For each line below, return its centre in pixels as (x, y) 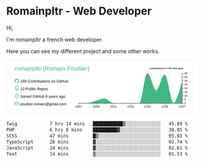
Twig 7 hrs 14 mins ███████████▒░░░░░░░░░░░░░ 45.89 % (97, 124)
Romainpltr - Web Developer (79, 11)
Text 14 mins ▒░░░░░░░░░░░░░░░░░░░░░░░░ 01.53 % (97, 154)
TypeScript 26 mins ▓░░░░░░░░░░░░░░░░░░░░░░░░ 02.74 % (97, 142)
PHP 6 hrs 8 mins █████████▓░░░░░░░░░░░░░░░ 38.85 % (97, 130)
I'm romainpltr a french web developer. (55, 39)
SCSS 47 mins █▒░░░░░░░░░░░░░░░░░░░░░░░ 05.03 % (97, 136)
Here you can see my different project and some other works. (83, 51)
